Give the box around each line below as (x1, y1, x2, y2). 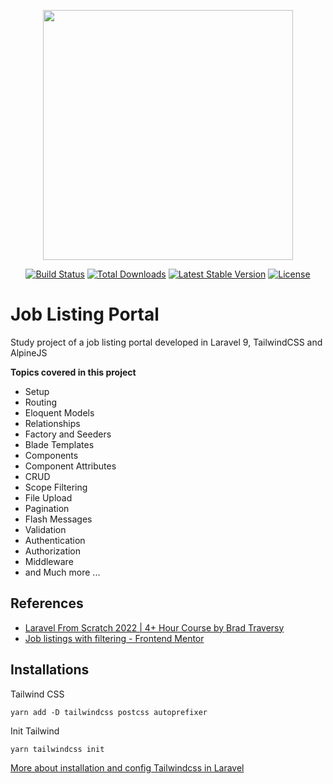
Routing (24, 396, 58, 408)
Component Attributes (24, 460, 117, 472)
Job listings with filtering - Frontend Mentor (24, 632, 205, 644)
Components (24, 449, 79, 461)
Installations (10, 661, 90, 679)
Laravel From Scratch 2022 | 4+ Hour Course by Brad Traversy (24, 621, 285, 634)
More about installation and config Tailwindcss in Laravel (10, 761, 245, 774)
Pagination (24, 502, 70, 514)
